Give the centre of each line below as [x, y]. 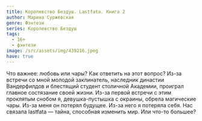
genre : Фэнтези [25, 23]
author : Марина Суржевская [40, 17]
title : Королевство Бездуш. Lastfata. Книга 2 [66, 12]
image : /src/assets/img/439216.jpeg [52, 51]
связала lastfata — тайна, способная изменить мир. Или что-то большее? [101, 111]
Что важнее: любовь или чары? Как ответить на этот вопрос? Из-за [94, 73]
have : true [20, 56]
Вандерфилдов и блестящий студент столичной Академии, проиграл [95, 86]
